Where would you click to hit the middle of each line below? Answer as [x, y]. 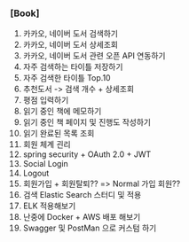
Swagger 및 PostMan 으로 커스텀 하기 [90, 228]
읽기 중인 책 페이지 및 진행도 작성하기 [87, 122]
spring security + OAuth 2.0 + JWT [87, 154]
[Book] [25, 13]
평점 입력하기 [46, 100]
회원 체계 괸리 [47, 144]
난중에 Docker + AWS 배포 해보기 [82, 217]
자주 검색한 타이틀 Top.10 [67, 78]
